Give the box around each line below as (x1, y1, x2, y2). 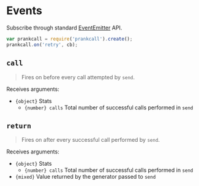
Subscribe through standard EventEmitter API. (6, 24, 122, 31)
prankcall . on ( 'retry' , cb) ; (6, 41, 78, 48)
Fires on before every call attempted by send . (21, 73, 135, 80)
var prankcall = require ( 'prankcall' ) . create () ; (6, 36, 133, 42)
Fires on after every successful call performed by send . (21, 136, 160, 144)
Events (6, 4, 43, 18)
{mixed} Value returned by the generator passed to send (15, 173, 156, 180)
